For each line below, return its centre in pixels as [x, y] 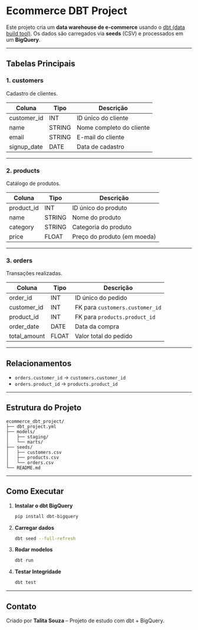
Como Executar [35, 491]
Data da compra [97, 326]
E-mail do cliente [100, 137]
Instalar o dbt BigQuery [44, 506]
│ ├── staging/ [27, 437]
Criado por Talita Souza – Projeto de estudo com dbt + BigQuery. [85, 621]
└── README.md [24, 468]
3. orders [19, 260]
